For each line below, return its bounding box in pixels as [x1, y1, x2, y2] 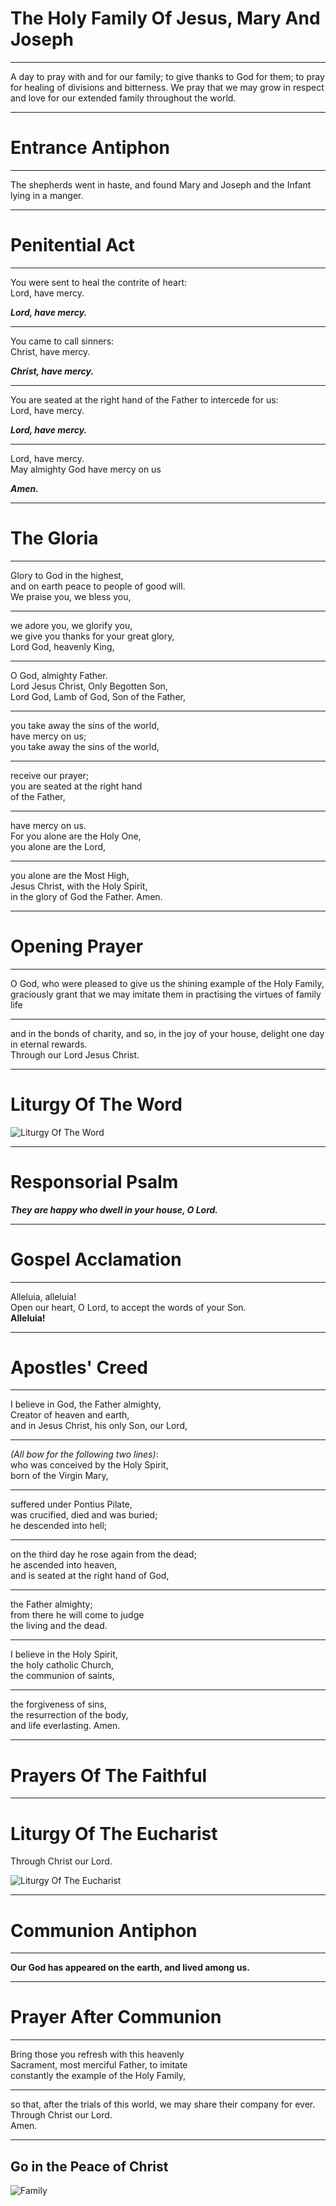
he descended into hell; [10, 1520, 108, 1532]
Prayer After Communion [10, 2006, 222, 2029]
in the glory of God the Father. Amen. [10, 890, 163, 902]
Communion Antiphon [10, 1919, 198, 1942]
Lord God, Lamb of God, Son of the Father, [10, 690, 186, 702]
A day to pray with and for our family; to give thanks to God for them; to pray [10, 70, 325, 82]
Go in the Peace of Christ [10, 2158, 169, 2175]
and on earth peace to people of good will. [10, 580, 186, 592]
